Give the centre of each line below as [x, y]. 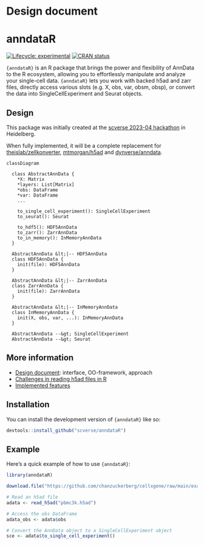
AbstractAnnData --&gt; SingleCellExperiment [70, 334]
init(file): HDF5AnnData [49, 264]
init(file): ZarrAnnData [49, 291]
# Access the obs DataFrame [42, 514]
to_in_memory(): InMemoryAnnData [59, 238]
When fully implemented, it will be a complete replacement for [84, 146]
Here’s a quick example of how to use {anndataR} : [68, 464]
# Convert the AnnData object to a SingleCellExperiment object [89, 530]
